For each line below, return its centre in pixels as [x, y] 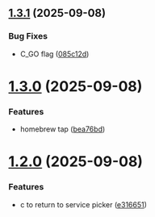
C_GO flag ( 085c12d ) [54, 54]
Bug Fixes [28, 36]
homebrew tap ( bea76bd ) [63, 129]
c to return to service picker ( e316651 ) [84, 204]
